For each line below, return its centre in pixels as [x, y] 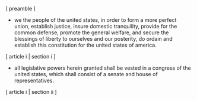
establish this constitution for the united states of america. [85, 45]
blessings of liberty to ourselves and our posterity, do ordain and [93, 39]
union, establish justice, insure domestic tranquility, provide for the [96, 26]
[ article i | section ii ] [31, 92]
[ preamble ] [21, 9]
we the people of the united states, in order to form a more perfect [95, 20]
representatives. [34, 80]
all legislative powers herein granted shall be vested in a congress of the [102, 68]
